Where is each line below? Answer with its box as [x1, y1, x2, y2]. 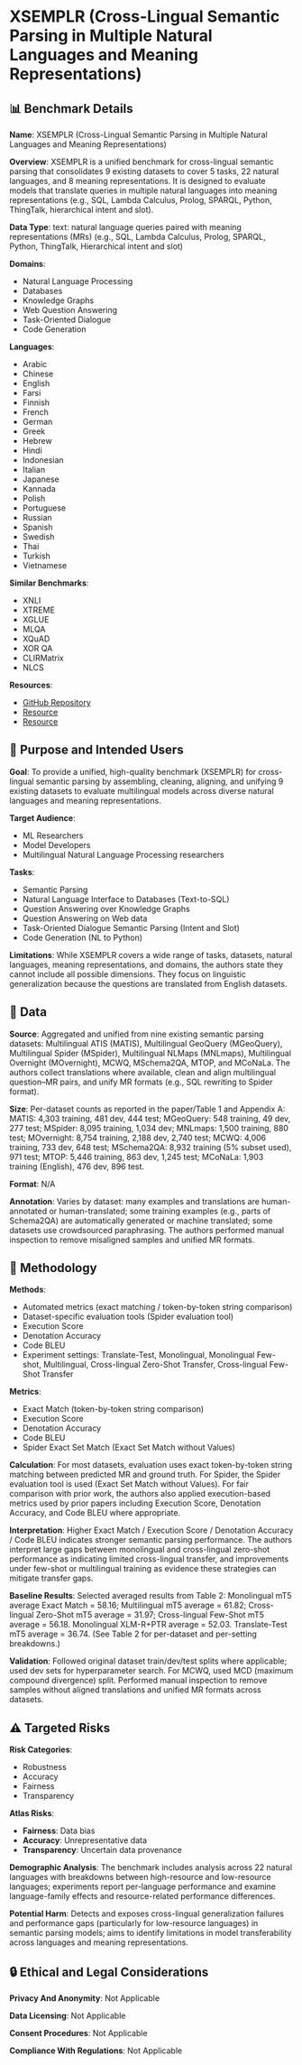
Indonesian [22, 455, 65, 466]
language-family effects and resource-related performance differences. [9, 1891, 276, 1902]
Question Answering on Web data [22, 913, 148, 924]
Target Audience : [9, 812, 76, 823]
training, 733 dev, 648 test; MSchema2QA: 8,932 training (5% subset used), [9, 1141, 292, 1152]
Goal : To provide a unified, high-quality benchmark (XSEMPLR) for [9, 766, 257, 777]
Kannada [22, 484, 56, 493]
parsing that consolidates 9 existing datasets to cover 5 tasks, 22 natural [9, 166, 279, 177]
